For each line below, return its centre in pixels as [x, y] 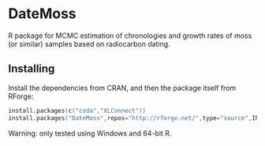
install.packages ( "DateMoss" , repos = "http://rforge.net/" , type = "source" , [130, 118]
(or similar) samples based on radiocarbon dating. [90, 43]
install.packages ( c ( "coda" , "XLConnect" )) [77, 110]
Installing [32, 69]
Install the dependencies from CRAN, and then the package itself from [122, 88]
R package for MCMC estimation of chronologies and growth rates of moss [130, 36]
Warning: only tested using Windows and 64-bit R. [90, 133]
